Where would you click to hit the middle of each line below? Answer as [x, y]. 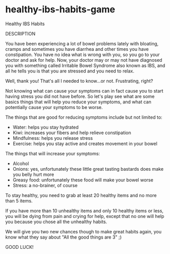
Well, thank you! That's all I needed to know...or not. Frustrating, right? [79, 81]
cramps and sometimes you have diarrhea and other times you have [77, 49]
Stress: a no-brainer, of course [45, 185]
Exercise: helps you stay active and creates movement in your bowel [85, 143]
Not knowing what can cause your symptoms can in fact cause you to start [84, 90]
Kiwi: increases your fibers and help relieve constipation [72, 133]
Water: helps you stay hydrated [46, 127]
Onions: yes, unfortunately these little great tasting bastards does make [88, 169]
